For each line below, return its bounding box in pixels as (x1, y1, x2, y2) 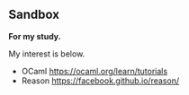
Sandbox (8, 7, 60, 22)
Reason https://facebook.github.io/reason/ (21, 75, 180, 86)
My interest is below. (8, 48, 85, 59)
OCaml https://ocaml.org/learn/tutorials (21, 65, 168, 76)
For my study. (8, 30, 61, 41)
